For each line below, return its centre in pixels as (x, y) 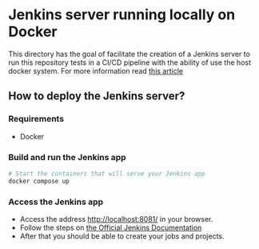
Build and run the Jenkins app (67, 157)
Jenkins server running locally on (122, 15)
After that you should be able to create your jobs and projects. (122, 236)
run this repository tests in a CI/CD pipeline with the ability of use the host (130, 62)
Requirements (36, 119)
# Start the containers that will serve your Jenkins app (107, 174)
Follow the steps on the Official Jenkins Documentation (111, 227)
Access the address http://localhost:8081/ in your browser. (116, 219)
